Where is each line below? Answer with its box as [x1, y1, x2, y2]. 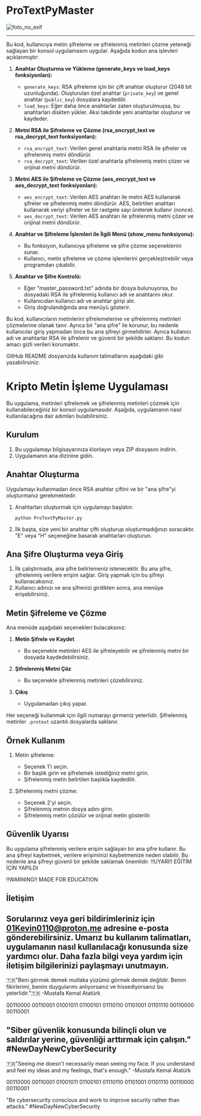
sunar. [23, 248, 39, 256]
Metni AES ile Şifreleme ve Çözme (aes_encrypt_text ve [14, 175, 156, 182]
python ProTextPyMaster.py [14, 515, 83, 521]
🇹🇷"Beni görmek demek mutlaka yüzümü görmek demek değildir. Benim [6, 976, 187, 983]
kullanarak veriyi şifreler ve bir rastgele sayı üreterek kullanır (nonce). [23, 206, 194, 213]
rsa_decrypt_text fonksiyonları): [14, 133, 97, 140]
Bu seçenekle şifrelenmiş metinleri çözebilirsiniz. [23, 677, 144, 684]
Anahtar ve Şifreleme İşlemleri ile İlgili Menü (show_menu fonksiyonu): [14, 230, 194, 238]
